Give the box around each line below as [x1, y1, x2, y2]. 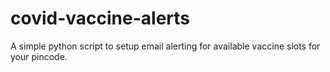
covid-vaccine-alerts [10, 7, 190, 30]
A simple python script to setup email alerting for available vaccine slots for [10, 40, 321, 52]
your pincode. [10, 50, 68, 62]
